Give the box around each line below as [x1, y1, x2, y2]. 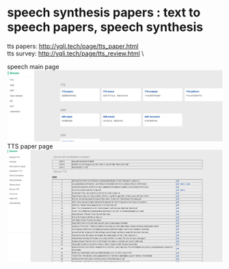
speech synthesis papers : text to [7, 5, 201, 21]
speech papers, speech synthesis [7, 19, 204, 35]
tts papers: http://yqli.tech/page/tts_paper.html [7, 42, 139, 50]
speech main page [7, 62, 59, 71]
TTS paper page [7, 142, 53, 151]
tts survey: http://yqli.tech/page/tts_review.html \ [7, 49, 144, 57]
